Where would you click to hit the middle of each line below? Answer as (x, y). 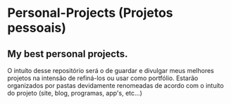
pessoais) (37, 28)
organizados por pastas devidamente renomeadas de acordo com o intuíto (115, 85)
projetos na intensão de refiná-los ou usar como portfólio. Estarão (103, 78)
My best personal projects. (68, 54)
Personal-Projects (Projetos (90, 13)
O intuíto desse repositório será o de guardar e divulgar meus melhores (111, 71)
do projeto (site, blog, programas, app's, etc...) (75, 93)
